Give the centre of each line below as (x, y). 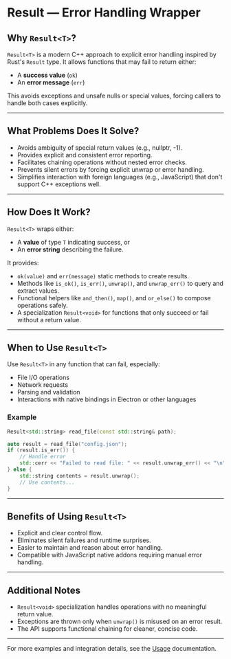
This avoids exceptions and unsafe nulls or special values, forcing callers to (114, 96)
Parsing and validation (48, 392)
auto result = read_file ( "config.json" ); (67, 444)
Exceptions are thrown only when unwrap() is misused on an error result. (120, 622)
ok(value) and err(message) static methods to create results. (103, 276)
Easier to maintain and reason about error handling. (90, 548)
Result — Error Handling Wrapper (104, 13)
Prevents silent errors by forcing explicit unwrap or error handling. (110, 169)
